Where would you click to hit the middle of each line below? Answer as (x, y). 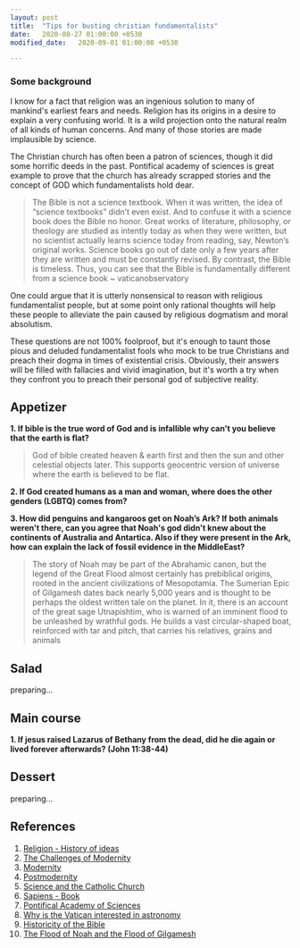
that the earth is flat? (50, 438)
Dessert (33, 777)
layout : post (34, 17)
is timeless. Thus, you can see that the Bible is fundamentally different (161, 268)
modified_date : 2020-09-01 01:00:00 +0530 (94, 42)
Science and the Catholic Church (84, 886)
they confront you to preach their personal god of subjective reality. (135, 379)
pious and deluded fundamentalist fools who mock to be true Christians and (150, 350)
